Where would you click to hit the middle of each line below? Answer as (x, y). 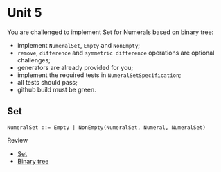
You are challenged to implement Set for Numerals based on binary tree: (110, 32)
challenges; (34, 60)
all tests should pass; (47, 82)
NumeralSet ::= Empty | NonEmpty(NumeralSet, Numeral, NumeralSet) (107, 127)
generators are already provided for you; (75, 67)
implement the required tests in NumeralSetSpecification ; (99, 75)
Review (18, 140)
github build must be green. (56, 89)
